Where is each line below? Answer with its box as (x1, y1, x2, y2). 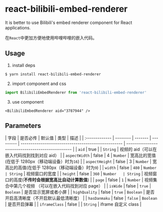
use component (12, 99, 44, 105)
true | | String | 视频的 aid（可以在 (88, 147, 157, 152)
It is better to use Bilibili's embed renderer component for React (5, 20, 132, 25)
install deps (12, 62, 36, 68)
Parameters (5, 121, 41, 130)
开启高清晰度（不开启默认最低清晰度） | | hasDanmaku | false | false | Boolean (5, 195, 157, 201)
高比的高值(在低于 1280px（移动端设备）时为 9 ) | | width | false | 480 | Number (5, 165, 157, 170)
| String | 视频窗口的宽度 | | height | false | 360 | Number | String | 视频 (5, 171, 153, 177)
